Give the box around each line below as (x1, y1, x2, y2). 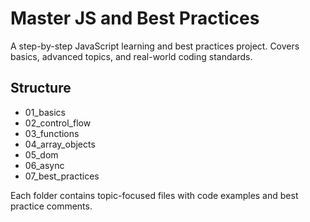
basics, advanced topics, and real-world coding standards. (10, 50, 253, 62)
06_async (24, 159, 65, 171)
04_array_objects (24, 138, 96, 150)
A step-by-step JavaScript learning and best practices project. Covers (10, 40, 300, 52)
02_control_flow (24, 117, 92, 129)
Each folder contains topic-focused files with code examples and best (10, 189, 299, 201)
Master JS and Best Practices (10, 7, 260, 30)
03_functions (24, 127, 80, 139)
